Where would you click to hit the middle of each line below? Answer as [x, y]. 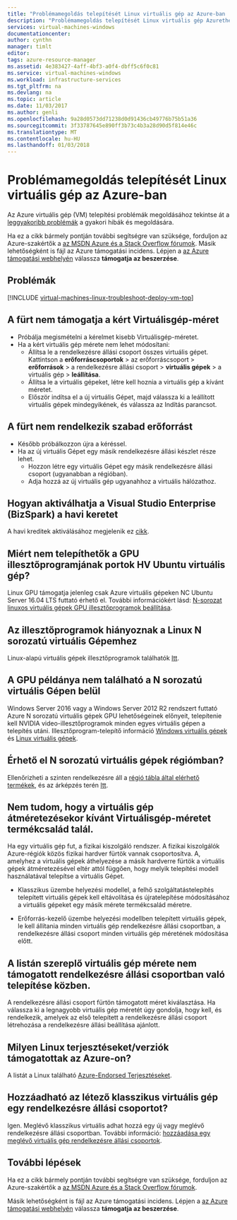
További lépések [44, 1163]
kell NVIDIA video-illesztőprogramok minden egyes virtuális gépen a [107, 723]
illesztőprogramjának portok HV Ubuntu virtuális [116, 565]
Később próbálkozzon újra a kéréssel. [72, 444]
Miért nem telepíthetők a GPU [73, 553]
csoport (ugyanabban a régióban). [78, 473]
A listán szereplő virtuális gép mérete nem [102, 963]
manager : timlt [30, 47]
